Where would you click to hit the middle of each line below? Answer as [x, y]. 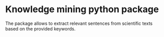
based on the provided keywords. [40, 28]
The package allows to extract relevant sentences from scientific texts [79, 23]
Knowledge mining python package [82, 9]
